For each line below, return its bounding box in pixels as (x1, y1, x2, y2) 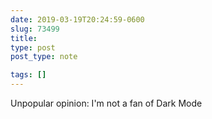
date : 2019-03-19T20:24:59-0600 (10, 14, 145, 25)
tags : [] (10, 70, 47, 80)
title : (10, 33, 38, 43)
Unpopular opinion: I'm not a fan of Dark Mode (10, 97, 203, 109)
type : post (10, 42, 56, 53)
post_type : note (10, 52, 78, 62)
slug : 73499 (10, 24, 60, 34)
